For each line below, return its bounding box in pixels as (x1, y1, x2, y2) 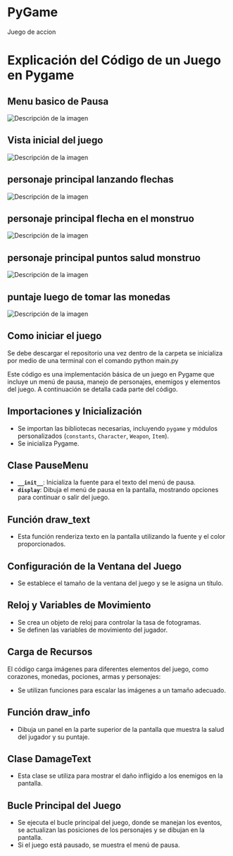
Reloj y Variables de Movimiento (7, 599, 151, 611)
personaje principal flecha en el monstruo (7, 212, 195, 224)
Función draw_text (7, 513, 91, 525)
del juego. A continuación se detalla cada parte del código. (7, 385, 178, 393)
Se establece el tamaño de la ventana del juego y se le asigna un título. (17, 579, 224, 587)
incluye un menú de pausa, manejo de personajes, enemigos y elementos (7, 377, 220, 386)
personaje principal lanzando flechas (7, 173, 174, 185)
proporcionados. (17, 540, 66, 549)
